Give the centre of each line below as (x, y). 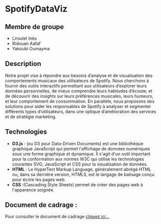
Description (23, 64)
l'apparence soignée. (33, 190)
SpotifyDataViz (36, 9)
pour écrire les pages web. (39, 179)
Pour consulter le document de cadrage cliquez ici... (57, 217)
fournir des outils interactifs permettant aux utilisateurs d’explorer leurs (76, 86)
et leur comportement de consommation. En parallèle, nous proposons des (80, 101)
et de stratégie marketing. (31, 117)
